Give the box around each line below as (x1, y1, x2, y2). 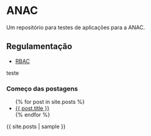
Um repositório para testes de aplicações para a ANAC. (6, 24, 145, 31)
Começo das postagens (6, 84, 78, 93)
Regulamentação (6, 41, 72, 52)
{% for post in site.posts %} (15, 98, 85, 106)
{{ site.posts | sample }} (6, 123, 66, 131)
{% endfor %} (15, 111, 51, 118)
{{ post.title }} (15, 104, 50, 112)
